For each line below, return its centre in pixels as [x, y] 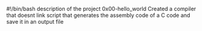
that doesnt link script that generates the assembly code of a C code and [99, 15]
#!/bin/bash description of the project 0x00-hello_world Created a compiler [101, 9]
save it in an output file [35, 22]
